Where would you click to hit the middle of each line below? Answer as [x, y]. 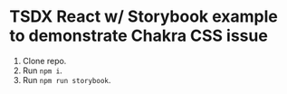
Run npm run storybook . [67, 80]
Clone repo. [44, 61]
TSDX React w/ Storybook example [143, 17]
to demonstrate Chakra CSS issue [139, 36]
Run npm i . [43, 70]
